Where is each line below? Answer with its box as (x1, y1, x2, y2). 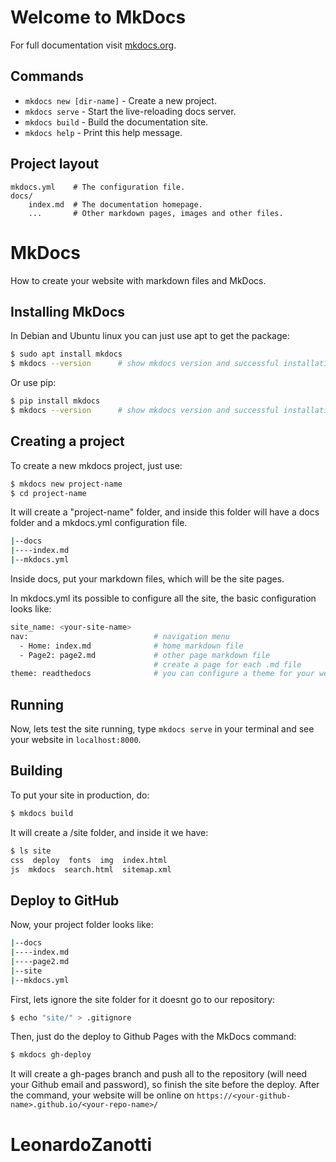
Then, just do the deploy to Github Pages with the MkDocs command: (10, 1031, 297, 1043)
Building (10, 762, 63, 780)
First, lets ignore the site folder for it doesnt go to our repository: (10, 993, 276, 1005)
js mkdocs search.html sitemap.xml (10, 864, 172, 875)
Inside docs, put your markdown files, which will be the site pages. (10, 573, 285, 585)
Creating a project (10, 433, 125, 450)
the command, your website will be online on (10, 1089, 195, 1101)
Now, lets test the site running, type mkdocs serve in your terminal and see (10, 723, 315, 735)
